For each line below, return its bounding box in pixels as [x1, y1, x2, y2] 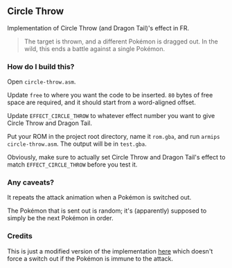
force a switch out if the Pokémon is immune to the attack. [7, 254, 173, 262]
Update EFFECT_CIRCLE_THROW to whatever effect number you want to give [7, 112, 215, 120]
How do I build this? [7, 61, 75, 71]
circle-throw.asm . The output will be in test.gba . [7, 140, 147, 148]
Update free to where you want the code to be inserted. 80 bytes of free [7, 91, 213, 99]
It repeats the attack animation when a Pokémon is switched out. [7, 193, 192, 202]
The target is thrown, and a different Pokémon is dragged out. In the [24, 37, 218, 46]
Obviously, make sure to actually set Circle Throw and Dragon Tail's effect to [7, 153, 226, 162]
